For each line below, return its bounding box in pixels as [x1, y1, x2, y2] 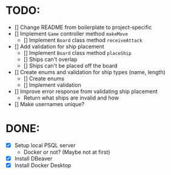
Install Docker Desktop [14, 162, 72, 169]
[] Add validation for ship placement [14, 43, 104, 50]
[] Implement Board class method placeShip [23, 49, 132, 56]
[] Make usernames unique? [14, 100, 85, 107]
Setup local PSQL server [14, 141, 76, 148]
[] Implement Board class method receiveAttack [23, 36, 143, 43]
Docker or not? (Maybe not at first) [23, 148, 110, 156]
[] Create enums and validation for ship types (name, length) [14, 68, 166, 75]
